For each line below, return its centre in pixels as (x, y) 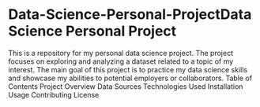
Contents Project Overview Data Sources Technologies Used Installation (126, 86)
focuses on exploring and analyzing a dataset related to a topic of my (121, 61)
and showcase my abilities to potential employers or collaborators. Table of (130, 78)
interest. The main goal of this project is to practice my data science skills (128, 69)
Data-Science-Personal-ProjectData (130, 15)
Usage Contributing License (54, 94)
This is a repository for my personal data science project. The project (121, 53)
